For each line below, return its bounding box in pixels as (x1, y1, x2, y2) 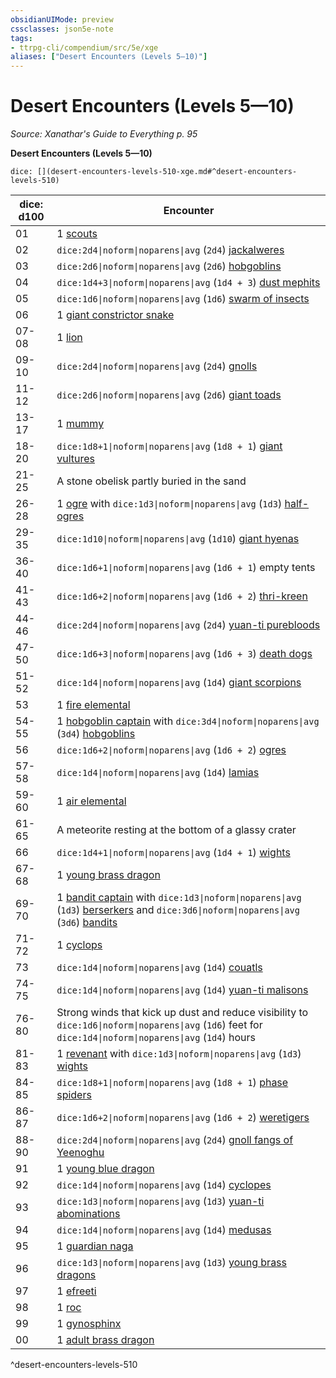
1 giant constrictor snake (56, 308, 175, 322)
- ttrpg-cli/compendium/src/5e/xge (10, 42, 159, 53)
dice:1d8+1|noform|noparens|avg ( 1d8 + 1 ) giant (56, 439, 283, 453)
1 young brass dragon (56, 868, 161, 882)
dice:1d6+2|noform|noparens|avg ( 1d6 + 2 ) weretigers (56, 1111, 310, 1125)
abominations (56, 1207, 121, 1221)
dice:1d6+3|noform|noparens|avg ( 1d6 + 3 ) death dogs (56, 647, 313, 661)
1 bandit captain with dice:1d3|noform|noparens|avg (56, 891, 302, 905)
